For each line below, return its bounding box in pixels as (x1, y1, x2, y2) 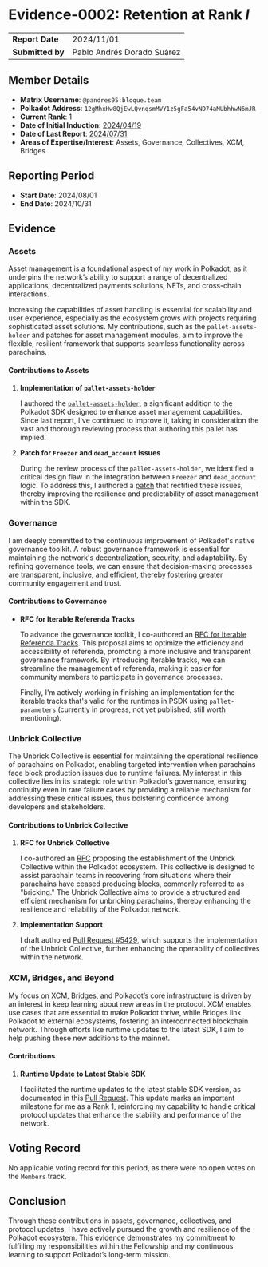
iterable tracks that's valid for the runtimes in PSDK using (19, 696, 208, 705)
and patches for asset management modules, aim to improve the (31, 330, 243, 340)
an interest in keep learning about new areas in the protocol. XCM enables (8, 999, 252, 1008)
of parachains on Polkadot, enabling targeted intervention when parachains (8, 760, 256, 769)
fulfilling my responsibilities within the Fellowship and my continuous (8, 1241, 234, 1251)
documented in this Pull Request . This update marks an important (19, 1093, 235, 1102)
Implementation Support (19, 920, 104, 930)
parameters (19, 705, 57, 714)
